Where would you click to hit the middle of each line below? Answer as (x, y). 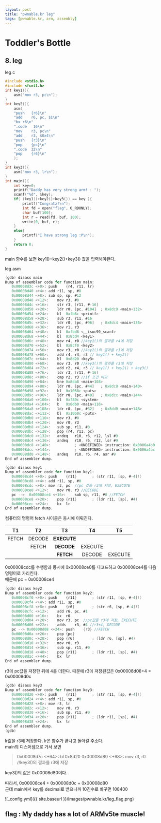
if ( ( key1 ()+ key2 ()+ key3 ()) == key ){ (53, 199)
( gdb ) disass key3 (24, 686)
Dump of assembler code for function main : (50, 282)
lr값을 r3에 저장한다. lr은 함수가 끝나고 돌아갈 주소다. (54, 741)
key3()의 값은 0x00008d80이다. (36, 772)
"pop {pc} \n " (30, 145)
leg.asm (13, 268)
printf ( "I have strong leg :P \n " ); (58, 235)
